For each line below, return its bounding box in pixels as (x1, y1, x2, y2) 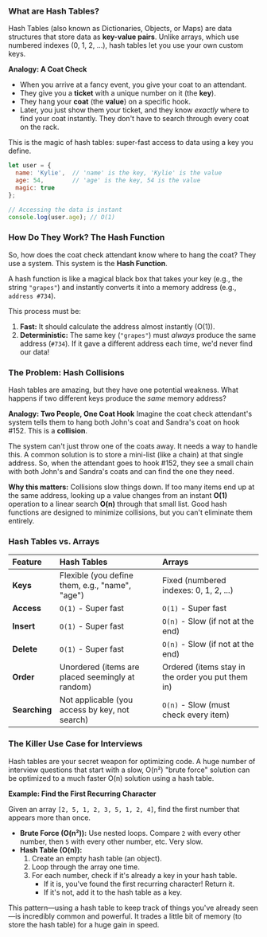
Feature (12, 556, 42, 567)
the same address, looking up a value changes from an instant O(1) (8, 491, 228, 500)
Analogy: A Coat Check (8, 65, 87, 74)
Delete (12, 644, 38, 655)
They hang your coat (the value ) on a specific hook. (19, 97, 191, 107)
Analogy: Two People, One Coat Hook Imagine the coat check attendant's (8, 409, 253, 419)
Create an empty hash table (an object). (31, 853, 163, 863)
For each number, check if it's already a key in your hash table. (31, 870, 238, 880)
